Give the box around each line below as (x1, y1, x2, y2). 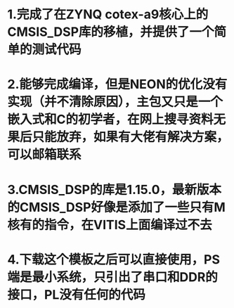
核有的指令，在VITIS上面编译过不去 (7, 217, 212, 233)
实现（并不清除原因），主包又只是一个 (7, 94, 223, 110)
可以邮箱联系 (7, 147, 82, 162)
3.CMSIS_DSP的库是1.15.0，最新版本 (7, 181, 222, 198)
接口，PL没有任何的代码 (7, 286, 145, 302)
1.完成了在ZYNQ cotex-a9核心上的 (7, 6, 209, 23)
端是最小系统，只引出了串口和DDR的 (7, 269, 218, 285)
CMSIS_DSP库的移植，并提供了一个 (7, 24, 214, 40)
